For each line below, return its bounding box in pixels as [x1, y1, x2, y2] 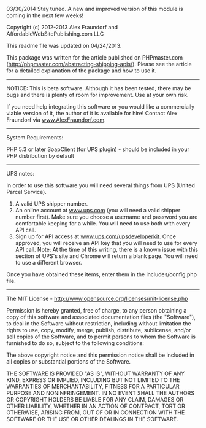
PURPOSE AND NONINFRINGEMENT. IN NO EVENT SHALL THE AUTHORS [6, 389, 195, 397]
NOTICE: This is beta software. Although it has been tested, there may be [6, 85, 191, 91]
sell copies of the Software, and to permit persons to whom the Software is [6, 333, 196, 340]
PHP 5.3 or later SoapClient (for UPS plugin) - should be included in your [6, 146, 190, 153]
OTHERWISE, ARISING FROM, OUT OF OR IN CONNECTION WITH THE [6, 409, 185, 416]
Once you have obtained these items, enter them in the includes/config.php [6, 271, 197, 278]
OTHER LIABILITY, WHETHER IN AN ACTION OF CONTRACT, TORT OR [6, 402, 185, 410]
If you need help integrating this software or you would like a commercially [6, 103, 195, 110]
